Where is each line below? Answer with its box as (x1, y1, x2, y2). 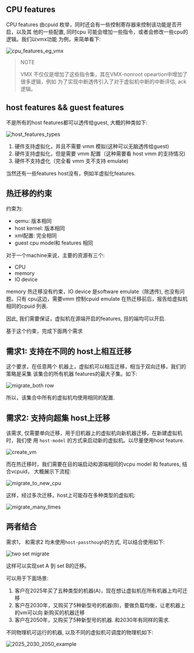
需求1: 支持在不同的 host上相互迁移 (6, 346, 132, 356)
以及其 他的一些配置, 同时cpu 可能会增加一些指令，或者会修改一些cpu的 (16, 28, 188, 35)
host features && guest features (6, 102, 124, 113)
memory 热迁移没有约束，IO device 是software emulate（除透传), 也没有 (6, 288, 179, 295)
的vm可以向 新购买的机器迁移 (14, 609, 85, 616)
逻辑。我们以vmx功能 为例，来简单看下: (6, 35, 101, 43)
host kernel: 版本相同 (14, 225, 65, 232)
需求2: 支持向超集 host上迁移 (6, 413, 111, 423)
